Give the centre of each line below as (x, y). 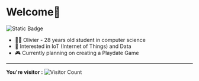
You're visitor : (25, 72)
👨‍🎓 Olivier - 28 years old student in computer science (80, 40)
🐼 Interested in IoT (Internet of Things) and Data (73, 46)
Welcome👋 (33, 12)
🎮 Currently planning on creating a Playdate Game (77, 53)
